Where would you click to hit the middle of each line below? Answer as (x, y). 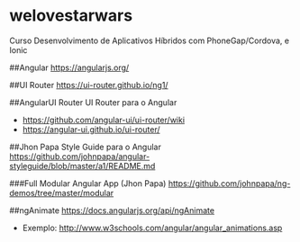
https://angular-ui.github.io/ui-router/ (91, 129)
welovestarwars (71, 16)
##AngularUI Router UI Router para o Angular (93, 102)
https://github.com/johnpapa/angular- (80, 156)
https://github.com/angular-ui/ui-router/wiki (104, 120)
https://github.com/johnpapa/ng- (229, 183)
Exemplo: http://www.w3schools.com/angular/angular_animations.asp (152, 228)
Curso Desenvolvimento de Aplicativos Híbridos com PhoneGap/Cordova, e (150, 40)
